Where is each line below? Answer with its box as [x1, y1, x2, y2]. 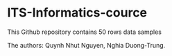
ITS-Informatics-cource [7, 5, 148, 21]
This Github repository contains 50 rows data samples [7, 28, 162, 36]
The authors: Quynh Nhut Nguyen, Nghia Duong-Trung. [7, 41, 166, 49]
